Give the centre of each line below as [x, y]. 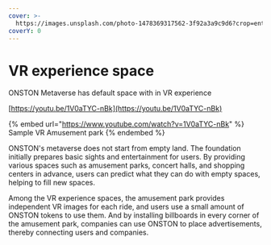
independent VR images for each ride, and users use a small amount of [126, 207]
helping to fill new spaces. [52, 183]
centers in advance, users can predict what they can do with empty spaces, [134, 174]
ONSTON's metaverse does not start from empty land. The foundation [125, 148]
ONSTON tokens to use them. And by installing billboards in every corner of [134, 215]
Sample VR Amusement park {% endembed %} [87, 133]
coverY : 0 [25, 31]
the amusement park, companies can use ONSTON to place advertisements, [135, 224]
